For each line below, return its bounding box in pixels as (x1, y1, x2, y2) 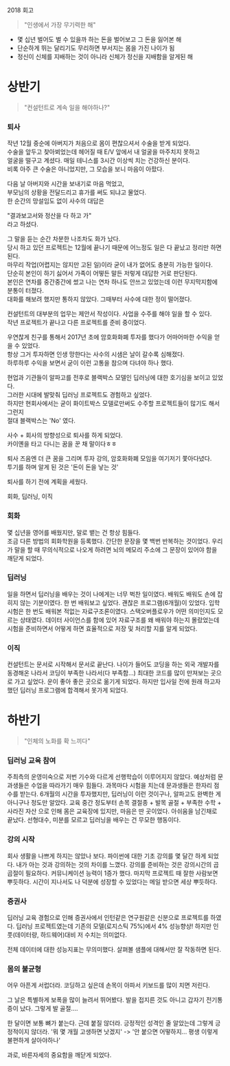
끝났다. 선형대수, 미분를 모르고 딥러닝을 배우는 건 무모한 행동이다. (7, 816, 181, 824)
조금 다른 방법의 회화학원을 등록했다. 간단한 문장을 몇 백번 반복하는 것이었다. (7, 537, 211, 545)
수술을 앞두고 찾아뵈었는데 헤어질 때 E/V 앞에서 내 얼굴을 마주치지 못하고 (7, 147, 200, 156)
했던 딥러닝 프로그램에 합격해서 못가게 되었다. (7, 686, 128, 695)
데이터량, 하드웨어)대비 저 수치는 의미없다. (14, 930, 127, 939)
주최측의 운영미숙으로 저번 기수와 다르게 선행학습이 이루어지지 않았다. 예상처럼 (7, 772, 216, 781)
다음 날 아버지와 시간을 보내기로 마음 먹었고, (7, 180, 125, 188)
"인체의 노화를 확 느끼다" (23, 737, 91, 746)
